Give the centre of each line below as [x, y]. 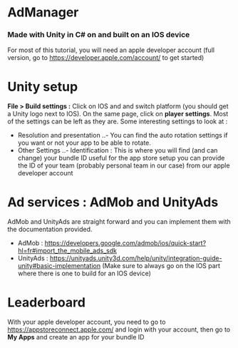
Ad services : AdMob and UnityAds [113, 202]
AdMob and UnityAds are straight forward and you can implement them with [119, 222]
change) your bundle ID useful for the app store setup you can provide [121, 158]
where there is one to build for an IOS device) [84, 273]
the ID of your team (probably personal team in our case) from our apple [124, 165]
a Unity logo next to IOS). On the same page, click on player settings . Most [118, 114]
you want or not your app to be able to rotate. [84, 143]
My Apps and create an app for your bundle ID [76, 337]
